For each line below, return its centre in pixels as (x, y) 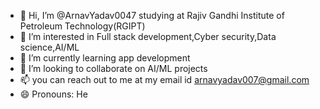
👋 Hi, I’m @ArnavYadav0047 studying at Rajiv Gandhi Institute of (152, 15)
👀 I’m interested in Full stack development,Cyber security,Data (148, 36)
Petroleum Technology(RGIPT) (82, 26)
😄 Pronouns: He (53, 94)
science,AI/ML (49, 47)
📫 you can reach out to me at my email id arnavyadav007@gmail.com (164, 79)
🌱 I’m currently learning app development (105, 58)
